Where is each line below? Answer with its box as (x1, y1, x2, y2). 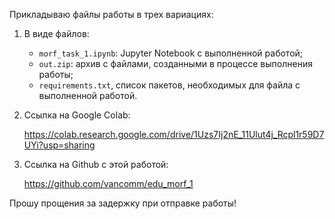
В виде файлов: (23, 28, 90, 39)
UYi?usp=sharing (23, 139, 96, 151)
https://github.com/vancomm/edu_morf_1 (23, 178, 194, 189)
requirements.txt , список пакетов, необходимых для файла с (38, 79, 301, 91)
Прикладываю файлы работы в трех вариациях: (9, 9, 214, 20)
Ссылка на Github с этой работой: (23, 159, 169, 170)
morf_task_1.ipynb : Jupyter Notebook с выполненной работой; (38, 47, 304, 59)
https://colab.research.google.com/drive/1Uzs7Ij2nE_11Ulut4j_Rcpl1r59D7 (23, 129, 325, 140)
